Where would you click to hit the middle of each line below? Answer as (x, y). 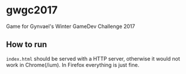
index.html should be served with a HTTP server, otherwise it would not (93, 58)
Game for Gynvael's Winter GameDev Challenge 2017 (71, 26)
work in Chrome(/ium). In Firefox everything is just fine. (73, 65)
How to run (27, 45)
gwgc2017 (32, 10)
